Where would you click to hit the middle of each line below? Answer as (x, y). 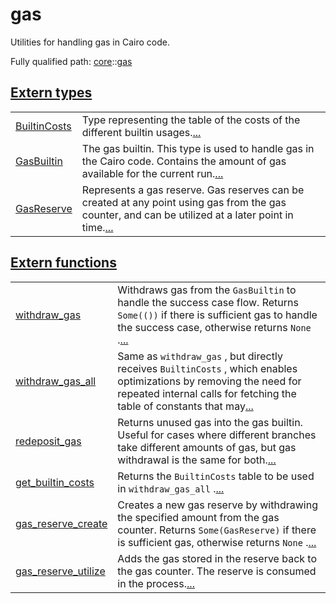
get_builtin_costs (55, 482)
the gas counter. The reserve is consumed (217, 571)
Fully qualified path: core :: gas (71, 61)
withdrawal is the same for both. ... (197, 460)
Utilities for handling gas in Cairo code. (90, 42)
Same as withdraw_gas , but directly (200, 356)
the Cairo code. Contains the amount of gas (184, 161)
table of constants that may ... (185, 406)
